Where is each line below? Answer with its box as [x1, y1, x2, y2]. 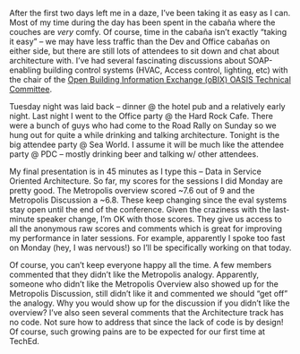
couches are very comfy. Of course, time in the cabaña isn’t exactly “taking [9, 27, 287, 37]
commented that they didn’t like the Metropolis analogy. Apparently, [9, 269, 260, 280]
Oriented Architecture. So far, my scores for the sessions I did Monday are [9, 176, 284, 186]
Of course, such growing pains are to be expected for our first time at [9, 326, 266, 337]
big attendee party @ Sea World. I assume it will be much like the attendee [9, 139, 285, 150]
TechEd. [9, 336, 40, 346]
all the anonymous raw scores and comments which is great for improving [9, 223, 283, 234]
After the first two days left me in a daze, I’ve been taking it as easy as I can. [9, 8, 291, 18]
